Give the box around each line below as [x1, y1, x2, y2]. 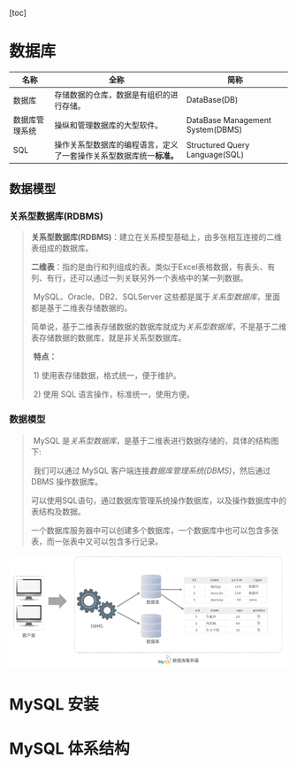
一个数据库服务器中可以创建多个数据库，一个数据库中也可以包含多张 [30, 524, 279, 535]
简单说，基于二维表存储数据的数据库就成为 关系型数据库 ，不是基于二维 [30, 322, 287, 332]
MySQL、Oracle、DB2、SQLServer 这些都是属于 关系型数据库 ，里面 [33, 291, 281, 302]
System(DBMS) [186, 124, 243, 135]
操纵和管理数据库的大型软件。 [54, 120, 164, 130]
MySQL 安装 [9, 694, 99, 715]
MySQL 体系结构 [9, 739, 130, 758]
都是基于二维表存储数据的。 [30, 303, 133, 314]
